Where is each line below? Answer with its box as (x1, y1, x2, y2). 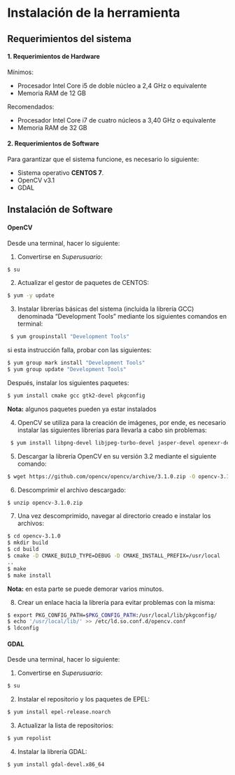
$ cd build (7, 546, 39, 553)
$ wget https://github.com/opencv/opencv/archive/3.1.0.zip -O (7, 473, 196, 480)
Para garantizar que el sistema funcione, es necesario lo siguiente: (7, 155, 199, 163)
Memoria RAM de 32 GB (17, 123, 87, 132)
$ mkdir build (7, 539, 49, 547)
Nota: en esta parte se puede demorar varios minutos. (7, 585, 164, 593)
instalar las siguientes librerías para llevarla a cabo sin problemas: (17, 426, 208, 434)
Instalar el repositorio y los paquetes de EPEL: (17, 695, 150, 704)
